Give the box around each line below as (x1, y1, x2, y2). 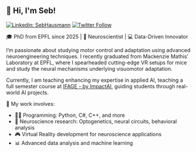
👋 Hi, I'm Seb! (6, 6, 56, 16)
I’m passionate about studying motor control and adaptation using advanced (6, 46, 191, 53)
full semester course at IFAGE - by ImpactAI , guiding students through (6, 82, 175, 89)
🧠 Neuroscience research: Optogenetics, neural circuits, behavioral (14, 118, 177, 125)
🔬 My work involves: (6, 100, 55, 107)
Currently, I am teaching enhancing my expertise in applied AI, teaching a (6, 77, 183, 84)
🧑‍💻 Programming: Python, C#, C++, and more (14, 112, 125, 119)
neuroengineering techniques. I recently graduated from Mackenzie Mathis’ (6, 53, 189, 60)
